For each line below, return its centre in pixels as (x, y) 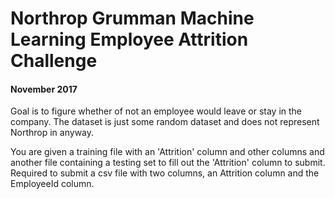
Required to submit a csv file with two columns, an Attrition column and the (165, 173)
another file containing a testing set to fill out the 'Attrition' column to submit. (168, 163)
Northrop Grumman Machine (132, 18)
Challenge (54, 61)
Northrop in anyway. (52, 133)
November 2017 (44, 89)
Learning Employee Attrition (129, 39)
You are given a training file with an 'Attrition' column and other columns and (167, 152)
